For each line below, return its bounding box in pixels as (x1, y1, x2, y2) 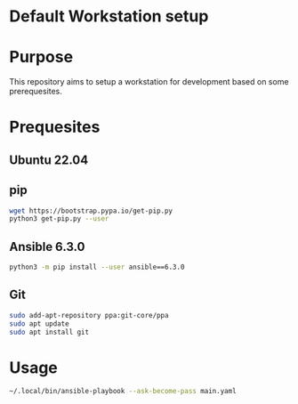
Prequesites (9, 117, 101, 137)
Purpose (9, 47, 74, 68)
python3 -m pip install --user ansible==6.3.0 (9, 263, 185, 272)
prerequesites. (9, 86, 62, 97)
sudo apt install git (9, 327, 90, 336)
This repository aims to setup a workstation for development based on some (9, 77, 289, 87)
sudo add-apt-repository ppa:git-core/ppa (9, 311, 169, 319)
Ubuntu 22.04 (9, 152, 89, 167)
